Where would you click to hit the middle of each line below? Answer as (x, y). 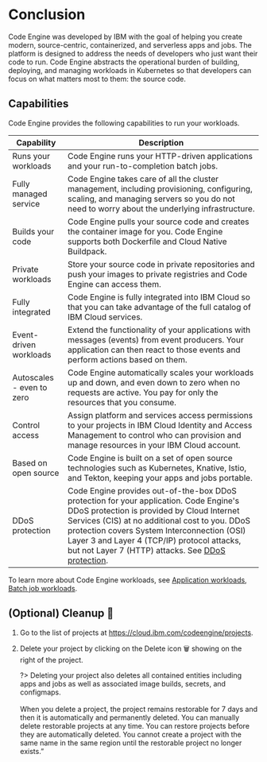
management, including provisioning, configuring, (160, 188)
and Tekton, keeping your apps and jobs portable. (160, 478)
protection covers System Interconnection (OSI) (157, 530)
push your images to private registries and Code (157, 274)
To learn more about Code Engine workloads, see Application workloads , (128, 580)
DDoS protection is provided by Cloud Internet (153, 510)
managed (30, 194)
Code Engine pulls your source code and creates (158, 222)
